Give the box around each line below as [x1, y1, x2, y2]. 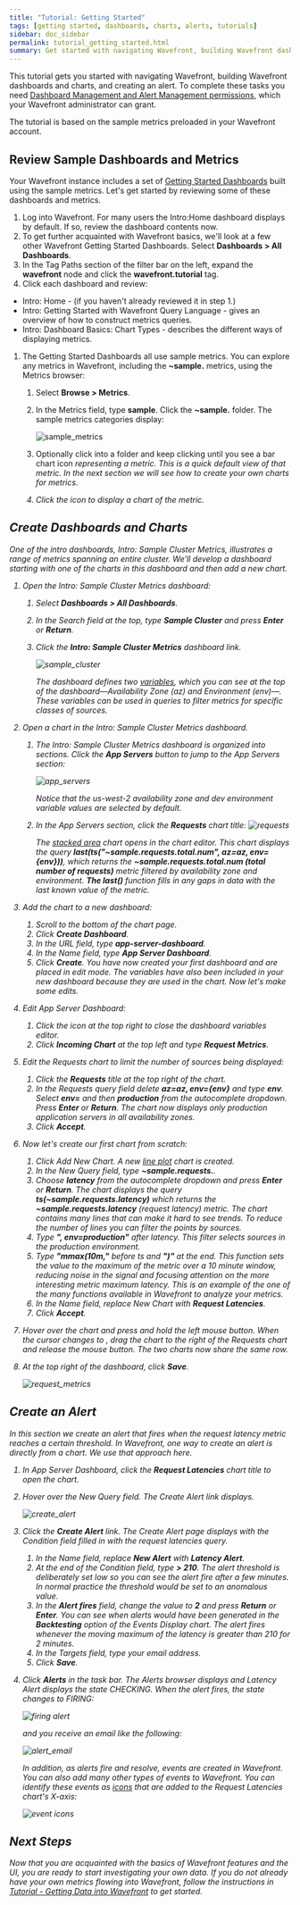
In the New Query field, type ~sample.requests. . [35, 1165, 216, 1175]
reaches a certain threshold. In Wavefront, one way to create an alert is [9, 1437, 273, 1448]
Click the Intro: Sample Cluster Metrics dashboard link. [35, 641, 242, 652]
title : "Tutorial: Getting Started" [9, 13, 146, 22]
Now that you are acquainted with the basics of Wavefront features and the [9, 1858, 288, 1868]
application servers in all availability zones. [35, 1111, 196, 1122]
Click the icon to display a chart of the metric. [35, 494, 205, 505]
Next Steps [9, 1834, 72, 1849]
